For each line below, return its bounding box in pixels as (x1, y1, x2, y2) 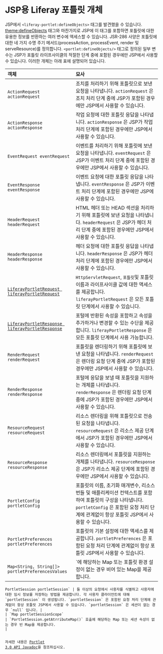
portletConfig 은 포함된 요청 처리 (75, 504, 149, 510)
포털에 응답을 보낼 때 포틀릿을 (75, 374, 139, 381)
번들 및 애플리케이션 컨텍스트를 (75, 489, 142, 496)
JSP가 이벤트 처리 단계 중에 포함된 (75, 157, 149, 164)
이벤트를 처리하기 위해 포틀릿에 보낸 (75, 142, 153, 149)
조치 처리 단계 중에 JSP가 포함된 (75, 94, 145, 101)
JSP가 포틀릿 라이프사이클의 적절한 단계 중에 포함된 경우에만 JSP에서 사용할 (14, 52, 158, 57)
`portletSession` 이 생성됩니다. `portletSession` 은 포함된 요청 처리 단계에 (5, 597, 151, 602)
